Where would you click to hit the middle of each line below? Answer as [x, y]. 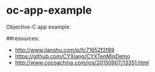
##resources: [23, 38]
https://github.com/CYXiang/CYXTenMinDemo [72, 56]
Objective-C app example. [38, 27]
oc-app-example [49, 10]
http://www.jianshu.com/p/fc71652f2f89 [65, 50]
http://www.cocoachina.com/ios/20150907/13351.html [82, 62]
